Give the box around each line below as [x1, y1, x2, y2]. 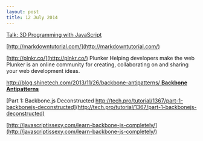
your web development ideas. [6, 67, 80, 74]
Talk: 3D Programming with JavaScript [6, 31, 102, 38]
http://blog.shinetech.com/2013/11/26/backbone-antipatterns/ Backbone [6, 79, 187, 86]
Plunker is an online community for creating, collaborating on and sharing [6, 61, 189, 68]
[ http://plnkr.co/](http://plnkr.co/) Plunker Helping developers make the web [6, 54, 195, 61]
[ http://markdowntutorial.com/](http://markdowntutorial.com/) [6, 43, 160, 50]
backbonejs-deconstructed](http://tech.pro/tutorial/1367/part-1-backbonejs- [6, 103, 197, 110]
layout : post [6, 8, 39, 15]
